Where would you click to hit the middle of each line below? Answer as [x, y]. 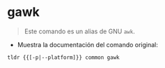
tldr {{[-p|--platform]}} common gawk [63, 57]
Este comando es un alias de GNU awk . [80, 31]
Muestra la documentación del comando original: [88, 44]
